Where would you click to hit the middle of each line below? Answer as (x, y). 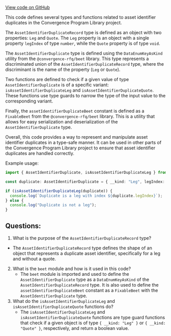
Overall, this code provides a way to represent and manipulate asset (77, 137)
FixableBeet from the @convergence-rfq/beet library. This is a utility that (80, 116)
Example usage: (22, 163)
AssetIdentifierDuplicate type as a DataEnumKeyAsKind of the (84, 279)
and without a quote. (34, 259)
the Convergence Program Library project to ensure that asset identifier (80, 148)
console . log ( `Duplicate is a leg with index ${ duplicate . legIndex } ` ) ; (86, 196)
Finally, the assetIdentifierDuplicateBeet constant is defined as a (75, 111)
